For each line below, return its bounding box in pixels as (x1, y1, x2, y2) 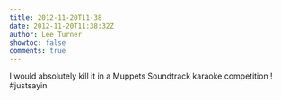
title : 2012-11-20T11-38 (9, 12, 102, 22)
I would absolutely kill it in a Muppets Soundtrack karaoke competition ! (9, 71, 273, 81)
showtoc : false (9, 37, 66, 47)
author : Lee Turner (9, 29, 83, 38)
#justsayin (9, 80, 48, 91)
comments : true (9, 46, 66, 55)
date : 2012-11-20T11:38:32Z (9, 21, 115, 30)
